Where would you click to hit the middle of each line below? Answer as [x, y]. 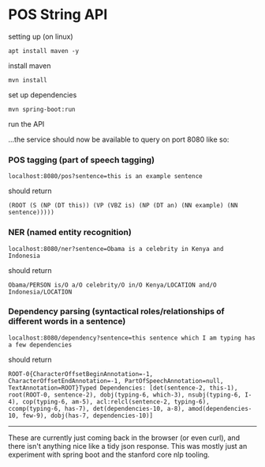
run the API [26, 123]
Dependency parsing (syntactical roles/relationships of [116, 312]
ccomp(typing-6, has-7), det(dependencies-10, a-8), [97, 408]
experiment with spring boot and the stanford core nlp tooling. [109, 454]
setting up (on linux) [41, 36]
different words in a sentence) [67, 321]
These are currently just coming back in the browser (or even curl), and [124, 438]
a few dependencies [40, 345]
